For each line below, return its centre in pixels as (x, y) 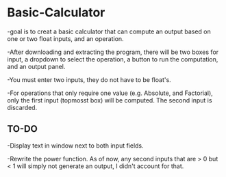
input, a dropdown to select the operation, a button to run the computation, (113, 59)
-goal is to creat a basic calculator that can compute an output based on (109, 31)
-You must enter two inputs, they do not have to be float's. (89, 79)
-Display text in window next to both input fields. (75, 146)
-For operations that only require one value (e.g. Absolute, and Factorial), (110, 93)
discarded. (22, 107)
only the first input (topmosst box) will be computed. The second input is (110, 100)
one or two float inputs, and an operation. (66, 38)
